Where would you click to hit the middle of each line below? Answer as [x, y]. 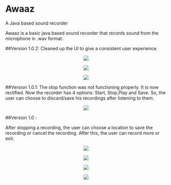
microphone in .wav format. [34, 38]
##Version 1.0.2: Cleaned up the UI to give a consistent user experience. [81, 48]
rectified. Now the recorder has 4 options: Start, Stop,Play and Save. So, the [85, 92]
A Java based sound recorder [37, 23]
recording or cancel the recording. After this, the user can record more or [82, 133]
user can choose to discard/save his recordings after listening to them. [80, 98]
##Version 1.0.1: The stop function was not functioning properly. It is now [82, 87]
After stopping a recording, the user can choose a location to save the [79, 127]
